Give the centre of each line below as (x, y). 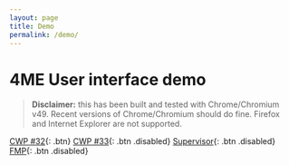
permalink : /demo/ (44, 34)
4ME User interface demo (108, 79)
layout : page (34, 18)
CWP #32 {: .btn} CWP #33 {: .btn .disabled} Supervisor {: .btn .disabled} (143, 141)
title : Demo (32, 26)
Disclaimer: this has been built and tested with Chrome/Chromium (155, 104)
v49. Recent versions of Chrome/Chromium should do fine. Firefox (156, 114)
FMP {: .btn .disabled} (49, 151)
